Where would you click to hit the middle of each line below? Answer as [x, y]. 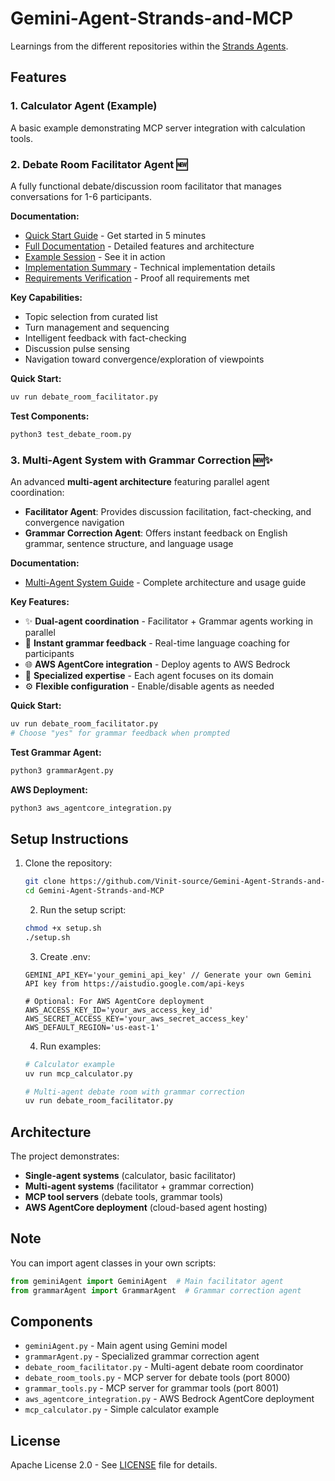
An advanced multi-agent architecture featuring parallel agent [140, 481]
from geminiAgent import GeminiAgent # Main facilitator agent [147, 1281]
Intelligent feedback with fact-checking [105, 338]
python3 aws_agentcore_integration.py [91, 808]
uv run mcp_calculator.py [78, 1073]
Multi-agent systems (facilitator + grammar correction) [139, 1186]
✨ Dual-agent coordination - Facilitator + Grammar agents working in [168, 621]
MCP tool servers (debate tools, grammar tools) [124, 1197]
